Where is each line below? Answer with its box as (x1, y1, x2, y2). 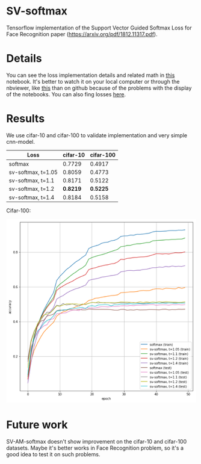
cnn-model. (6, 138, 35, 145)
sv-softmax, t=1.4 (8, 194, 55, 201)
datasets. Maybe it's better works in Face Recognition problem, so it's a (6, 444, 184, 451)
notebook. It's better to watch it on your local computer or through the (6, 78, 180, 85)
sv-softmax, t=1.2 (8, 185, 55, 193)
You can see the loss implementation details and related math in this (6, 71, 175, 79)
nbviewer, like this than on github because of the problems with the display (6, 84, 192, 91)
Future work (6, 418, 68, 432)
